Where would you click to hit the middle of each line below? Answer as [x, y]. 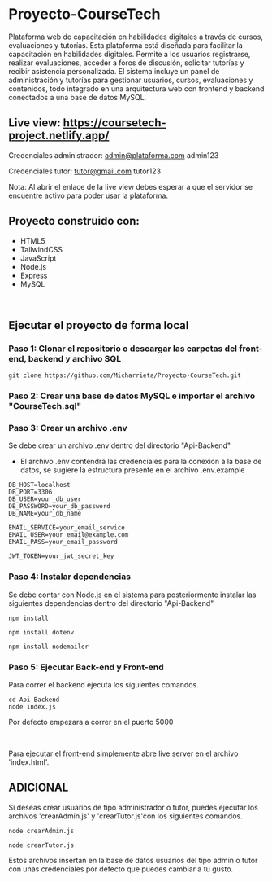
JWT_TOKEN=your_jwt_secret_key [61, 556]
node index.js [32, 707]
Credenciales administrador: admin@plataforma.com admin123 [114, 155]
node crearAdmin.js [41, 831]
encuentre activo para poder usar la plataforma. [89, 195]
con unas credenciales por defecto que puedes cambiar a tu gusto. [121, 869]
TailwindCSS [41, 249]
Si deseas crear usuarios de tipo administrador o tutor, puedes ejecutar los [133, 807]
